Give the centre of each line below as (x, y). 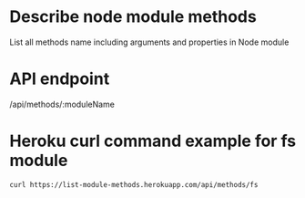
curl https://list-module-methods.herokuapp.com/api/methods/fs (134, 184)
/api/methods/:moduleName (62, 104)
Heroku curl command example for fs (153, 141)
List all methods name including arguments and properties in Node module (149, 42)
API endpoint (60, 79)
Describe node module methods (133, 17)
